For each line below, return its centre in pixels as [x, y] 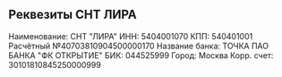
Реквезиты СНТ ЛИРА [73, 15]
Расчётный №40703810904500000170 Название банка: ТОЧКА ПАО [139, 46]
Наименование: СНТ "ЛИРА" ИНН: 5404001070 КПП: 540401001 [131, 36]
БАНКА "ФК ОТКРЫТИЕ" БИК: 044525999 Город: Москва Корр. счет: [141, 55]
